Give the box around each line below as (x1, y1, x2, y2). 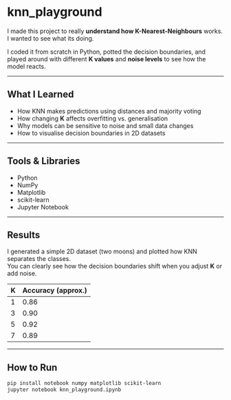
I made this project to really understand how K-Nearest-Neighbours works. (7, 27, 223, 35)
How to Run (7, 361, 58, 373)
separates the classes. (7, 255, 71, 263)
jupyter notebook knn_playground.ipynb (7, 386, 122, 393)
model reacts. (7, 62, 46, 70)
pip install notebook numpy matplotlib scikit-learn (7, 380, 162, 387)
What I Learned (7, 89, 74, 101)
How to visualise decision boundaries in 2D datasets (16, 129, 166, 137)
